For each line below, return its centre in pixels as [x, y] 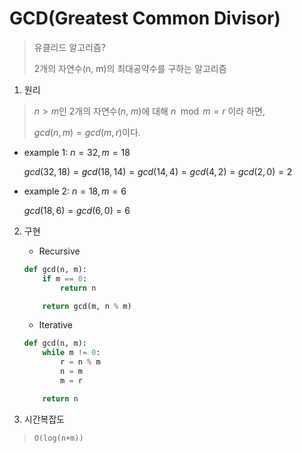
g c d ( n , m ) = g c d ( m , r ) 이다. [87, 132]
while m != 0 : [71, 353]
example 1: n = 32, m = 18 [77, 152]
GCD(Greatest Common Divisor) [145, 18]
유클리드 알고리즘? [69, 47]
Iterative [56, 325]
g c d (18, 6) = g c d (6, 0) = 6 [77, 210]
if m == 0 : [65, 278]
